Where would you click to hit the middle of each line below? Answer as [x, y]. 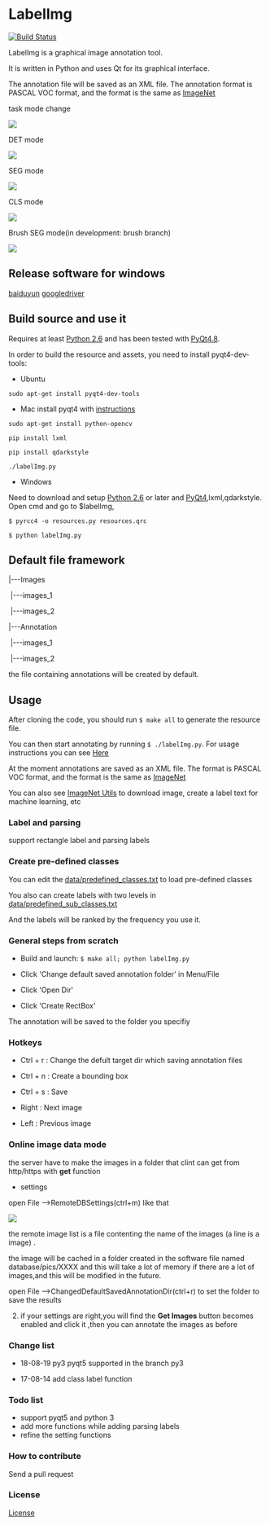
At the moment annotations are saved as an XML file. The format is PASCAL [135, 769]
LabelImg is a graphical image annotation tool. [85, 52]
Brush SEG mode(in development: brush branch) [90, 232]
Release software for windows [87, 274]
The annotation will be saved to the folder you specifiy [100, 1022]
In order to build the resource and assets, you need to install [109, 354]
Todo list [26, 1400]
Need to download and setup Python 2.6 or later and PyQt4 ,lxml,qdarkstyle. [135, 497]
